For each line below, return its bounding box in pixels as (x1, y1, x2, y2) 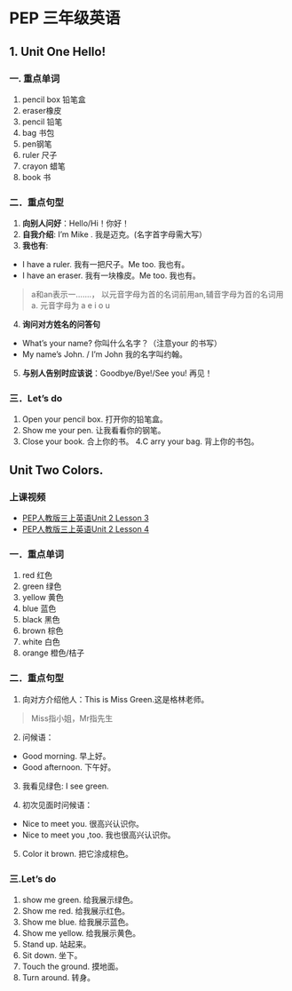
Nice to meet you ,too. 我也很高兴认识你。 (21, 829, 176, 840)
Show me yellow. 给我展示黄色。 (21, 928, 141, 939)
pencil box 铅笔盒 (21, 94, 86, 105)
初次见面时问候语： (21, 799, 93, 810)
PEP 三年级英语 (9, 8, 121, 28)
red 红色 (21, 570, 53, 581)
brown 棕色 (21, 625, 64, 636)
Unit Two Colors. (9, 463, 104, 478)
